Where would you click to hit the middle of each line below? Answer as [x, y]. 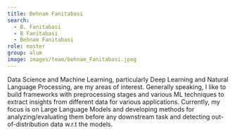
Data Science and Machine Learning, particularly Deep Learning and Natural [118, 79]
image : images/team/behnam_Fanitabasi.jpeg [72, 60]
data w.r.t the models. [82, 124]
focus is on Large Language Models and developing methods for [101, 109]
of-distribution [28, 124]
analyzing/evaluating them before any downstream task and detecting [109, 116]
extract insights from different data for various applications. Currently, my [114, 102]
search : [19, 20]
